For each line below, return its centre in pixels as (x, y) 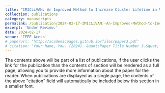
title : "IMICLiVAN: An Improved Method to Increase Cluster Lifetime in (81, 10)
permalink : (16, 23)
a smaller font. (20, 86)
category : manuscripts (28, 19)
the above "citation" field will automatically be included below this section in (82, 81)
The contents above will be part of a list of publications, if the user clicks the (82, 60)
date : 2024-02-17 (23, 32)
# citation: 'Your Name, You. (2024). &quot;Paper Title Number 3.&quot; (82, 46)
